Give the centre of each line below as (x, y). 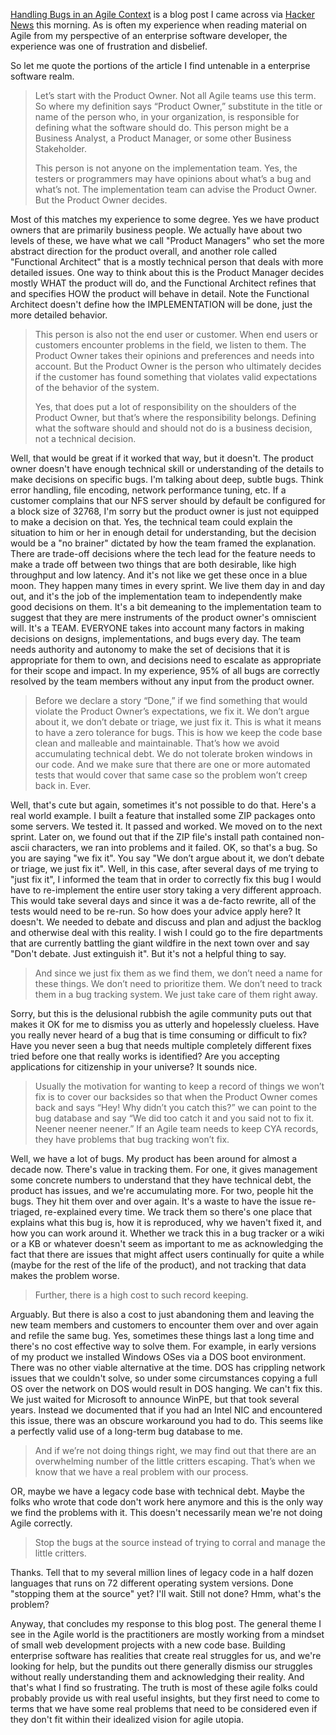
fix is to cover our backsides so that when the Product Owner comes (176, 1097)
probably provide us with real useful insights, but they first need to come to (165, 1698)
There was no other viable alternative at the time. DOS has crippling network (168, 1367)
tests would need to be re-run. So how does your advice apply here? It (155, 911)
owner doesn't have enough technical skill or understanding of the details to (167, 468)
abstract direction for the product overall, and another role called (144, 251)
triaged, (26, 1212)
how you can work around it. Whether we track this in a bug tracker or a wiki (167, 1233)
